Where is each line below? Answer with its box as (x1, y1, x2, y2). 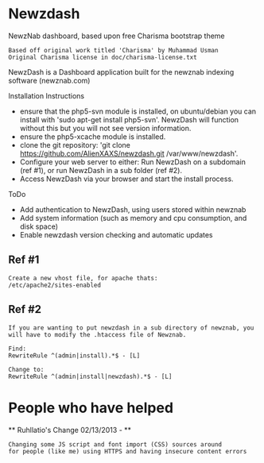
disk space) (19, 222, 58, 231)
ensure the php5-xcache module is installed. (19, 132, 166, 141)
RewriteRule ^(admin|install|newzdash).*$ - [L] (8, 372, 173, 380)
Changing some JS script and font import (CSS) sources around (8, 440, 223, 449)
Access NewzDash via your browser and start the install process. (19, 174, 234, 183)
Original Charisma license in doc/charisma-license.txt (8, 53, 197, 61)
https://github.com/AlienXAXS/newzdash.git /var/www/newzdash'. (19, 149, 239, 158)
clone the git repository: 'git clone (19, 140, 131, 149)
